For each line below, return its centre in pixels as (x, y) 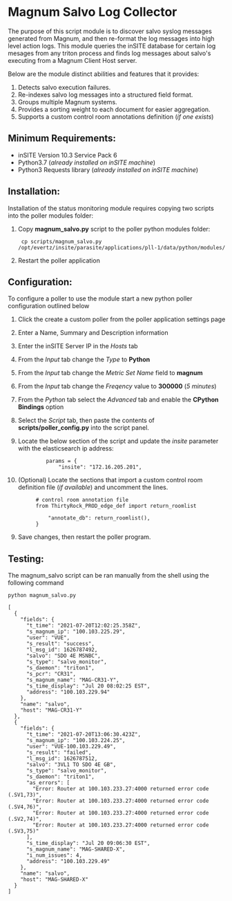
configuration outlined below (49, 306)
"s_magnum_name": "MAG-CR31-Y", (72, 680)
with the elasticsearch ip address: (66, 448)
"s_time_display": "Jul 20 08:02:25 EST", (88, 686)
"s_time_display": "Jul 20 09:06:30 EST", (88, 844)
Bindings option (41, 407)
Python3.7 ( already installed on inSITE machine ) (87, 162)
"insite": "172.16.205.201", (100, 467)
